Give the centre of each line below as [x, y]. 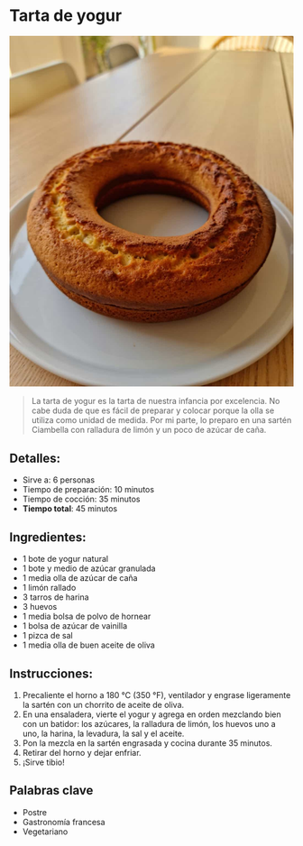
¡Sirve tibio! [43, 762]
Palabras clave [51, 791]
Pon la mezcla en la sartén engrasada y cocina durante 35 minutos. [147, 743]
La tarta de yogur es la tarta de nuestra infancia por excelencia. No [156, 401]
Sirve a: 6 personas [59, 480]
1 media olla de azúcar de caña [80, 578]
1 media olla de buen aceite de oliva [88, 645]
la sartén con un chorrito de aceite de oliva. [103, 704]
